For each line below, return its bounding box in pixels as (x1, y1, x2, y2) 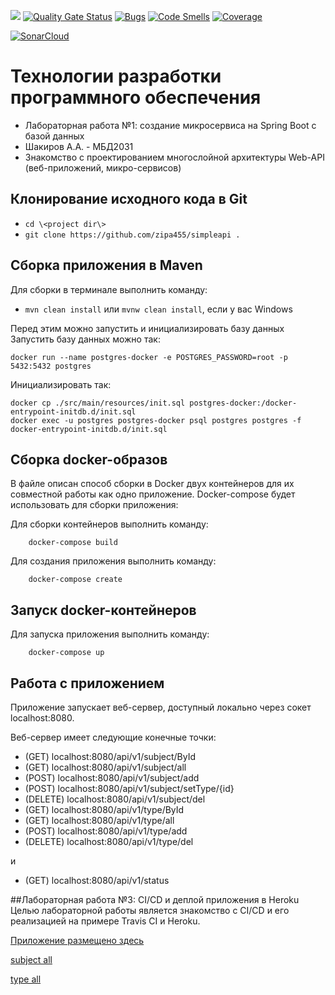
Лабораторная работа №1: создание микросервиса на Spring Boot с (24, 119, 317, 131)
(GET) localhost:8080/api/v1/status (24, 875, 170, 886)
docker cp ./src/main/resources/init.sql (10, 398, 186, 408)
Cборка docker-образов (10, 451, 168, 468)
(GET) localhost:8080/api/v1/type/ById (24, 804, 185, 815)
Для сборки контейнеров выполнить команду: (10, 518, 209, 530)
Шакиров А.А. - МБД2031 (24, 140, 134, 152)
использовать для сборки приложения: (10, 499, 179, 511)
